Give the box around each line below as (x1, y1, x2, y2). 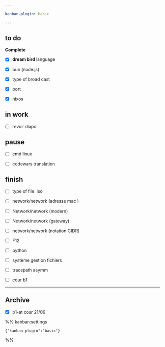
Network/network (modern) (12, 208, 68, 214)
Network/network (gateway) (12, 218, 70, 224)
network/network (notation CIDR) (12, 228, 80, 234)
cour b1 (12, 277, 27, 283)
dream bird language (12, 56, 55, 62)
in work (5, 110, 28, 119)
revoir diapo (12, 123, 37, 129)
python (12, 247, 27, 253)
